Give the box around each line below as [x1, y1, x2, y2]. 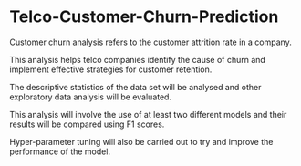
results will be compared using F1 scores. [9, 119, 165, 130]
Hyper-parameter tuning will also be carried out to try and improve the [9, 136, 274, 147]
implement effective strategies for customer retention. [9, 64, 213, 75]
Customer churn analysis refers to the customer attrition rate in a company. [9, 36, 292, 47]
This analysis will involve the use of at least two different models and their [9, 109, 287, 119]
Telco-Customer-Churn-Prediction [9, 6, 279, 27]
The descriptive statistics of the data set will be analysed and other [9, 81, 262, 92]
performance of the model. [9, 146, 111, 157]
